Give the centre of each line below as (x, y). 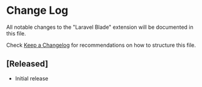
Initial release (31, 78)
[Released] (27, 64)
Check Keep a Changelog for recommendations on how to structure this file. (101, 45)
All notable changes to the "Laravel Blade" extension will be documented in (100, 27)
